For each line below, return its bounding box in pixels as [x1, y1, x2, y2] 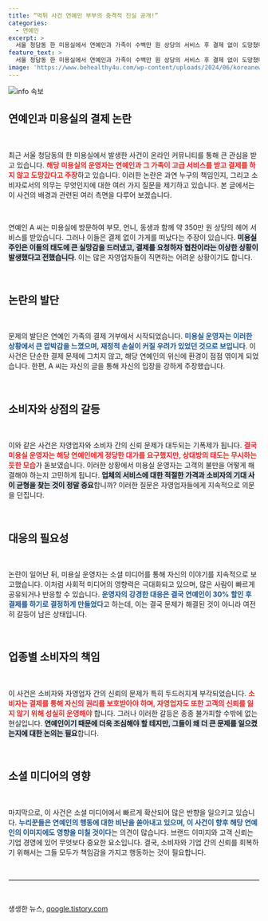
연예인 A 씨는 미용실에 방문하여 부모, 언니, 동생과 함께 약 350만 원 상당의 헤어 [8, 222, 249, 232]
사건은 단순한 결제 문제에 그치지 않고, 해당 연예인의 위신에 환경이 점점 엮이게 [8, 352, 245, 361]
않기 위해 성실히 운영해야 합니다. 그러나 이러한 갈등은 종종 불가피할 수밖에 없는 [16, 708, 258, 718]
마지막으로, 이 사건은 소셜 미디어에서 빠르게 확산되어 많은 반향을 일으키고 [8, 807, 234, 817]
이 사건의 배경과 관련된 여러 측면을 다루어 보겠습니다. [8, 190, 172, 199]
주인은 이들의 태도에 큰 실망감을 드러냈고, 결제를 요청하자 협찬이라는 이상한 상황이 [8, 242, 259, 252]
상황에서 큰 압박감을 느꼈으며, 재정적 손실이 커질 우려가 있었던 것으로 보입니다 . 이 [8, 341, 257, 351]
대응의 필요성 [8, 531, 69, 545]
